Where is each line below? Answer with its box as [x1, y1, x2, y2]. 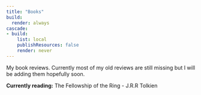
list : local [17, 36, 47, 42]
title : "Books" [6, 8, 44, 15]
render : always [11, 20, 50, 26]
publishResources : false [17, 42, 79, 48]
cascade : [6, 25, 28, 32]
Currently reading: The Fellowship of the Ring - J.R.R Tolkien [6, 82, 158, 89]
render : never [17, 48, 52, 54]
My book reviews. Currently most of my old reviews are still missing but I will [6, 64, 196, 71]
